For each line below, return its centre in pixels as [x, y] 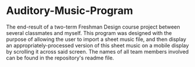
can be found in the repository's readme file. [60, 58]
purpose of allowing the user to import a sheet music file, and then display [96, 39]
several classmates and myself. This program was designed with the [89, 33]
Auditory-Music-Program [70, 11]
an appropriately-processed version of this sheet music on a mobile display [97, 45]
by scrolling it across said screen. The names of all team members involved [97, 51]
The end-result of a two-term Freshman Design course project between [93, 27]
